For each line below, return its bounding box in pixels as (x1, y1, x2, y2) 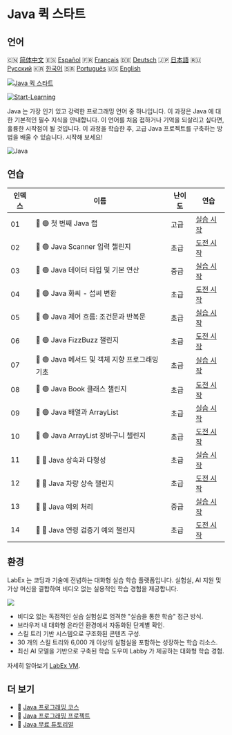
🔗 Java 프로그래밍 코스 (17, 703, 79, 711)
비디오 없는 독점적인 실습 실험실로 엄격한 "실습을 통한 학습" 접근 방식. (17, 612, 204, 620)
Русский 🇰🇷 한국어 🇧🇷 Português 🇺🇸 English (7, 64, 142, 73)
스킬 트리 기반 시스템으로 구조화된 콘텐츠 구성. (17, 629, 142, 638)
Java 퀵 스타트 (7, 6, 86, 22)
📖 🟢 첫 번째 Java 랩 (35, 218, 98, 228)
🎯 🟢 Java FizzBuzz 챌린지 (35, 335, 119, 345)
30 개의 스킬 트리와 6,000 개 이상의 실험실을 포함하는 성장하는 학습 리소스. (17, 638, 218, 646)
